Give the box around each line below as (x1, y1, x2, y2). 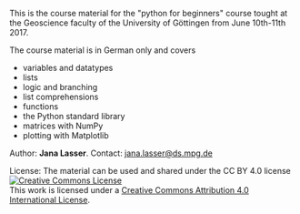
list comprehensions (22, 91, 99, 102)
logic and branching (22, 82, 98, 92)
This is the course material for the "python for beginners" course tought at (9, 8, 288, 18)
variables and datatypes (22, 63, 114, 73)
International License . (9, 195, 91, 205)
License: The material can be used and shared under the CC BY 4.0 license (9, 166, 291, 176)
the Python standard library (22, 111, 125, 121)
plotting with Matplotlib (22, 130, 109, 140)
